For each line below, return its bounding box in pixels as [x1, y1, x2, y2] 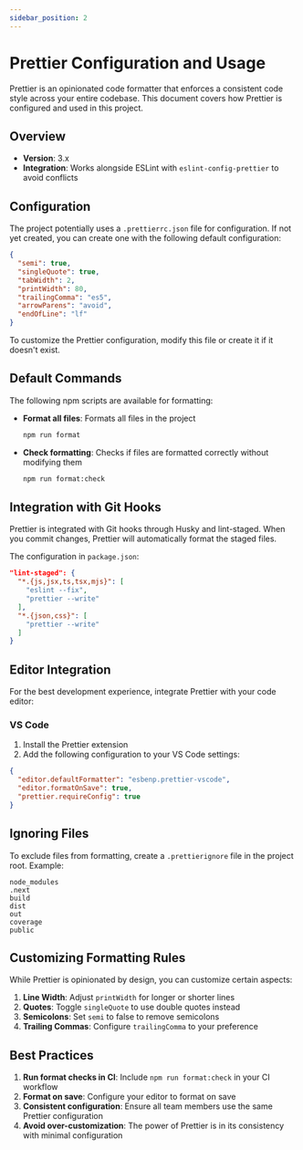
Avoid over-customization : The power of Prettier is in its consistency [22, 1120, 285, 1132]
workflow [22, 1082, 58, 1092]
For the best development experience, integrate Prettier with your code [9, 686, 277, 697]
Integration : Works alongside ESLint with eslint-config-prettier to [22, 162, 279, 173]
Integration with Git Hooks [9, 499, 162, 516]
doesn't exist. [9, 344, 61, 356]
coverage [9, 917, 43, 926]
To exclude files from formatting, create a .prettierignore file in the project [9, 850, 294, 861]
